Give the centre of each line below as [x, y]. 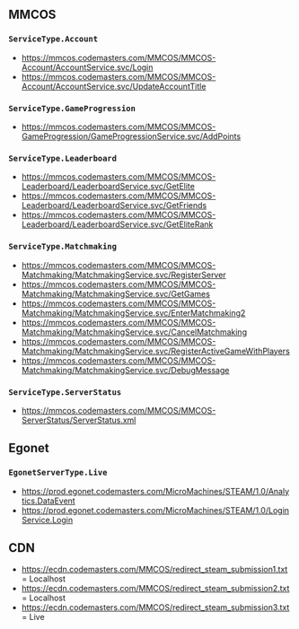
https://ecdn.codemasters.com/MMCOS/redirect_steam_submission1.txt [154, 570]
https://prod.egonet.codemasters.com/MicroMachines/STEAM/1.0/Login [155, 510]
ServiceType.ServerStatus [65, 392]
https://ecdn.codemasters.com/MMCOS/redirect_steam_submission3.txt [155, 607]
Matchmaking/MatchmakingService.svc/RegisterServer [123, 275]
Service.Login [47, 520]
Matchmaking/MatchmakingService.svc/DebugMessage [125, 370]
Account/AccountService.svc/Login [87, 67]
